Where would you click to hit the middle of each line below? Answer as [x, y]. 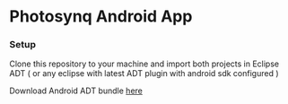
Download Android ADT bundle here [76, 91]
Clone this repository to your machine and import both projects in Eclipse [144, 64]
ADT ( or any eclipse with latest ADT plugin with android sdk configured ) [144, 74]
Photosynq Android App [101, 17]
